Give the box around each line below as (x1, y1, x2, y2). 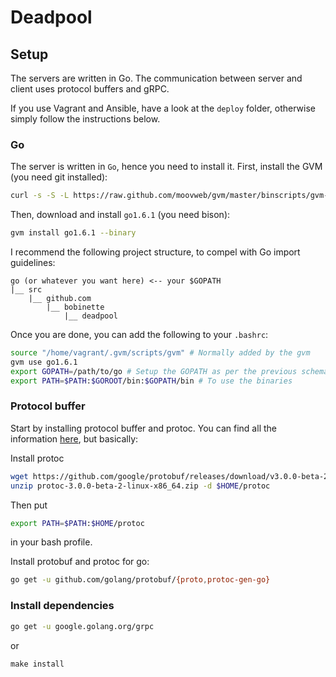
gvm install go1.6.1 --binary (10, 228, 137, 238)
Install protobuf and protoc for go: (10, 556, 150, 568)
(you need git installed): (10, 171, 108, 183)
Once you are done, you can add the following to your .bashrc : (10, 329, 269, 341)
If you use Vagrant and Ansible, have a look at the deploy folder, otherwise (10, 102, 316, 114)
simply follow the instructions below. (10, 113, 161, 125)
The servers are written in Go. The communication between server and (10, 72, 303, 84)
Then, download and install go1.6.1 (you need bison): (10, 209, 231, 221)
